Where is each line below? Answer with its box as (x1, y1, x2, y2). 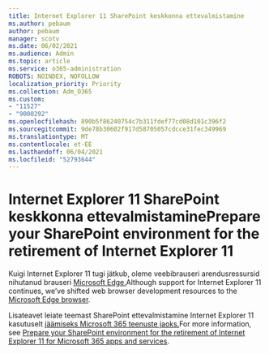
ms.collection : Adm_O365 (8, 87, 92, 96)
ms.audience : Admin (8, 50, 75, 58)
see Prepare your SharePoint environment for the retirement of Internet (8, 328, 246, 338)
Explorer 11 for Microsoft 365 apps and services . (8, 336, 170, 346)
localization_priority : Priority (8, 80, 122, 88)
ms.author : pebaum (8, 19, 70, 28)
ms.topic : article (8, 58, 70, 66)
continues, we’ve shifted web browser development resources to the (8, 286, 237, 296)
